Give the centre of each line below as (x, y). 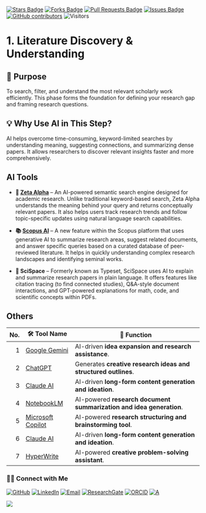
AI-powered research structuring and (131, 417)
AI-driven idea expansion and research (133, 347)
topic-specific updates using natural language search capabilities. (99, 218)
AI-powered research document (123, 399)
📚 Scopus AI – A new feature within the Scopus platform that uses (100, 230)
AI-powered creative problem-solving (132, 453)
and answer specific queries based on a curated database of (92, 246)
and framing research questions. (48, 104)
